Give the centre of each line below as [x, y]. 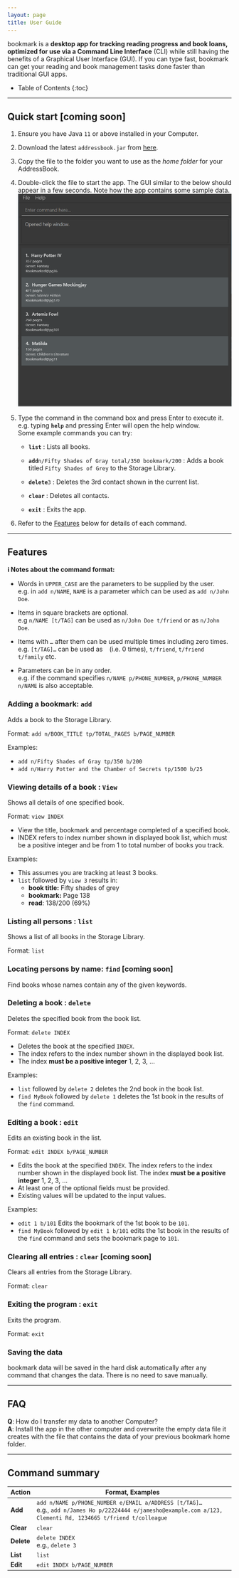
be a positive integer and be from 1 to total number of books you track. [121, 845]
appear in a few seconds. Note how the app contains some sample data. [123, 190]
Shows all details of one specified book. [66, 802]
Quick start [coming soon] [67, 116]
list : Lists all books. [59, 446]
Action [20, 1492]
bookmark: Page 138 [59, 895]
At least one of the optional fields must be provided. [94, 1188]
